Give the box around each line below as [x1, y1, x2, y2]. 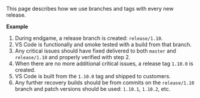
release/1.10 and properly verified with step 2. [14, 54, 131, 60]
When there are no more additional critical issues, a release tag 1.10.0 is [14, 60, 193, 67]
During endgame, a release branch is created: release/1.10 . [14, 35, 163, 41]
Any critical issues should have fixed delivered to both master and [14, 47, 176, 54]
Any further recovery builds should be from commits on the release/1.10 [14, 79, 195, 86]
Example [6, 23, 29, 30]
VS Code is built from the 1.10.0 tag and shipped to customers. [14, 73, 171, 79]
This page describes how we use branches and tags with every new [6, 5, 174, 12]
